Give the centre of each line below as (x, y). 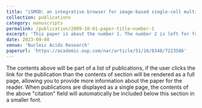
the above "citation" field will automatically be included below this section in (100, 93)
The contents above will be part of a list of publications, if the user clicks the (101, 68)
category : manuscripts (35, 23)
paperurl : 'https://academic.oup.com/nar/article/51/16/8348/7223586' (96, 51)
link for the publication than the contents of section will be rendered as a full (100, 74)
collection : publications (38, 17)
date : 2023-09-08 (28, 40)
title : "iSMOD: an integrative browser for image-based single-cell (94, 12)
